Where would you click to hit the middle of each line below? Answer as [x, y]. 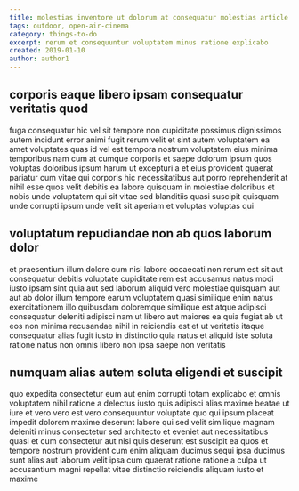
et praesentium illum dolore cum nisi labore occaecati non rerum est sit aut [146, 269]
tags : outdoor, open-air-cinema [69, 26]
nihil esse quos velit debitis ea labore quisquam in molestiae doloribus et [142, 187]
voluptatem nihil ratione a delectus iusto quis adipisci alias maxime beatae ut [149, 403]
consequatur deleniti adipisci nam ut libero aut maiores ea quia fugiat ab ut [146, 316]
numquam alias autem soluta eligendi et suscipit [146, 373]
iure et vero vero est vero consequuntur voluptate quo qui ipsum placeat [141, 413]
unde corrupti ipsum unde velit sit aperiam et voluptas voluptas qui [132, 205]
